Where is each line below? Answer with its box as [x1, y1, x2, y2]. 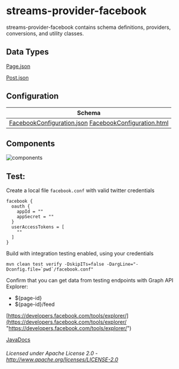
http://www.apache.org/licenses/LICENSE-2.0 [6, 355, 119, 363]
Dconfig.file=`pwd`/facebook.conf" [6, 266, 94, 272]
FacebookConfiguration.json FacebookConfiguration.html [9, 118, 169, 127]
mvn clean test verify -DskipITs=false [6, 261, 105, 268]
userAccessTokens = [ [11, 224, 65, 230]
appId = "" [17, 209, 44, 215]
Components [6, 139, 55, 149]
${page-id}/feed [14, 301, 55, 308]
